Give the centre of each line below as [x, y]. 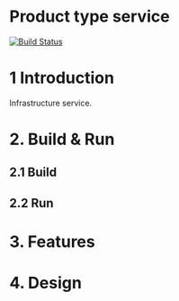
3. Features [53, 242]
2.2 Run [31, 203]
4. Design [46, 283]
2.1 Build [33, 173]
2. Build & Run [62, 139]
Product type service [89, 17]
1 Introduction [62, 78]
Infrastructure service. [51, 103]
